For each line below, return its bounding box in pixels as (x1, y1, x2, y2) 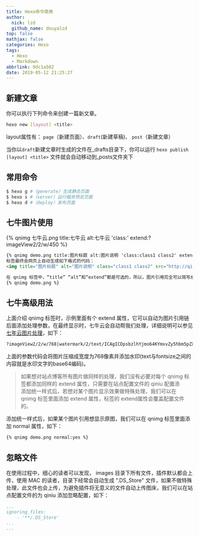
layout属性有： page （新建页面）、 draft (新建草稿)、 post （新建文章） (6, 133, 174, 140)
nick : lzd (11, 20, 36, 26)
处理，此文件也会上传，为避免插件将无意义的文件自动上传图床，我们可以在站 (6, 484, 193, 491)
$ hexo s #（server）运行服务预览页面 (6, 194, 93, 200)
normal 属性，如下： (12, 423, 63, 430)
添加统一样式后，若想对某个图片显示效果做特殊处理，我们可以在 (20, 387, 176, 395)
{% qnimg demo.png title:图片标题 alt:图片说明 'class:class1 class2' (6, 253, 177, 258)
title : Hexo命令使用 (6, 8, 53, 15)
